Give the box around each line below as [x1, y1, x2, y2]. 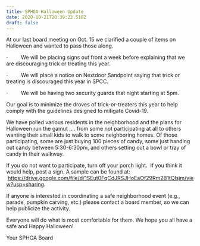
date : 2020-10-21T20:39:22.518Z [6, 14, 86, 20]
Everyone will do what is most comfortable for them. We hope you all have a [6, 216, 193, 223]
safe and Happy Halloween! [6, 223, 74, 230]
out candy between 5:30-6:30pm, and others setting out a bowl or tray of [6, 144, 186, 152]
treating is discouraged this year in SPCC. [6, 78, 109, 85]
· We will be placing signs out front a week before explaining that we [6, 54, 186, 61]
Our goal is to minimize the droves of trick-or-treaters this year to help [6, 101, 178, 108]
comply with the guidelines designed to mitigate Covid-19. [6, 108, 149, 115]
